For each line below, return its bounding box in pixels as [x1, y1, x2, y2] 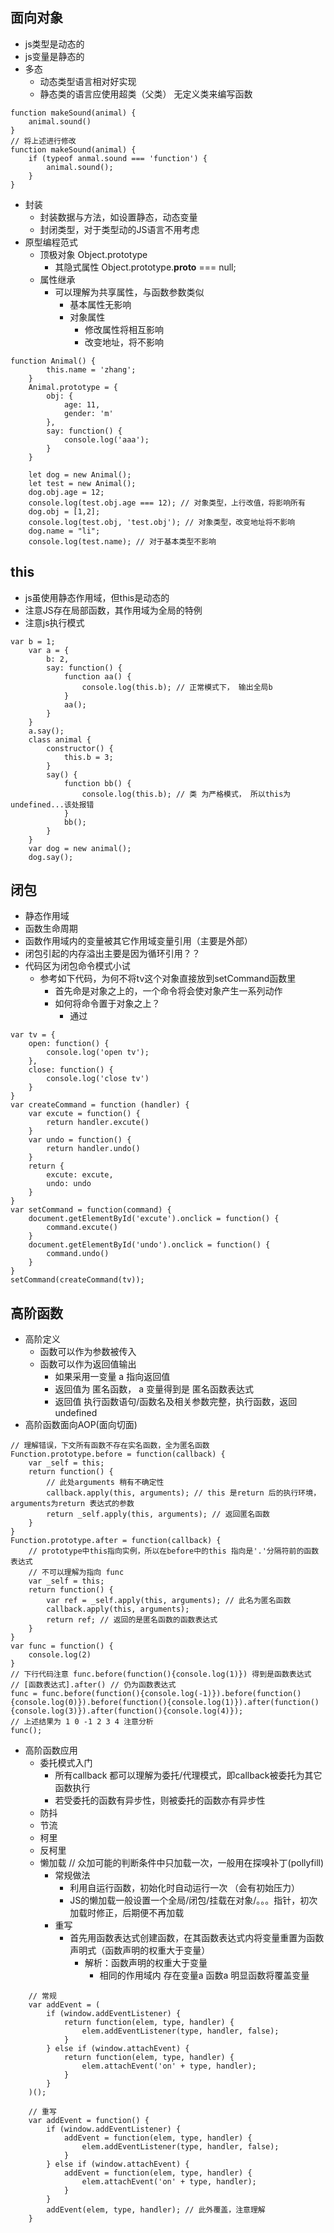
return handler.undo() [46, 1144, 141, 1154]
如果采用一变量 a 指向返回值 [54, 1371, 171, 1383]
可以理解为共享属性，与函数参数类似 [54, 286, 205, 298]
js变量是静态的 [24, 50, 85, 62]
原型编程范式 [24, 236, 78, 248]
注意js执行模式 [24, 616, 85, 628]
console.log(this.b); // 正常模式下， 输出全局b [81, 682, 273, 692]
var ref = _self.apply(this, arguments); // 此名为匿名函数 [46, 1596, 292, 1606]
